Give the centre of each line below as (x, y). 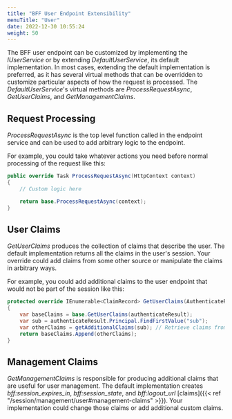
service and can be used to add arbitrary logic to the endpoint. (96, 143)
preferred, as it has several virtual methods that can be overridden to (105, 75)
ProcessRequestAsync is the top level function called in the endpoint (105, 135)
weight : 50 (23, 33)
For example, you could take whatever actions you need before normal (108, 156)
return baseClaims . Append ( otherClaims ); (78, 334)
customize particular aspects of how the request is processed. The (103, 82)
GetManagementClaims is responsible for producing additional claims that (113, 379)
